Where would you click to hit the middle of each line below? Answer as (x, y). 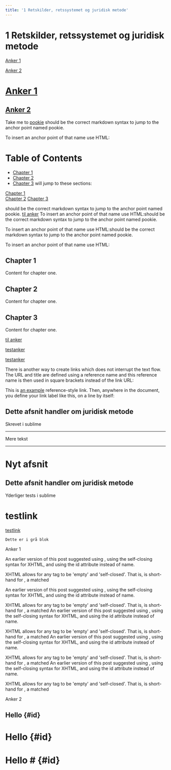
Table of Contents (44, 158)
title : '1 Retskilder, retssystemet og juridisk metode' (67, 10)
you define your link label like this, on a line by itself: (60, 395)
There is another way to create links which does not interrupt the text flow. (83, 369)
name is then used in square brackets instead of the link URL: (69, 380)
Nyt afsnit (27, 464)
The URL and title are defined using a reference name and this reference (81, 375)
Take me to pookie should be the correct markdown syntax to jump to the (82, 122)
